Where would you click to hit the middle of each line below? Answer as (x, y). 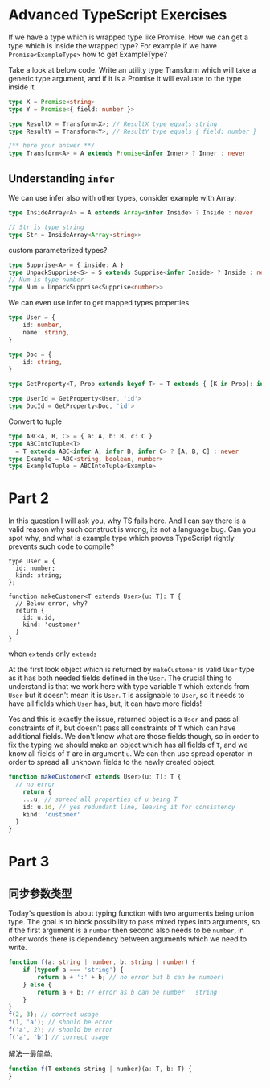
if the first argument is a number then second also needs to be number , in (127, 930)
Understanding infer (61, 179)
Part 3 (29, 862)
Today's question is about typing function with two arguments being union (131, 913)
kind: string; (39, 575)
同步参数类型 (40, 893)
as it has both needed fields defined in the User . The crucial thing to (121, 678)
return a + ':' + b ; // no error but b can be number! (131, 977)
